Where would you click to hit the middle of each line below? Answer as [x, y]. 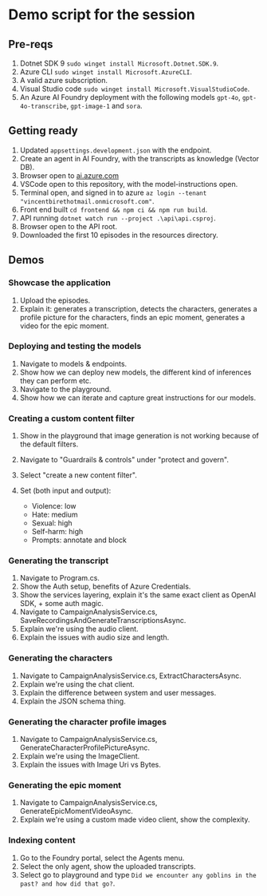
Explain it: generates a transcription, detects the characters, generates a [138, 308]
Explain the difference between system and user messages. [118, 692]
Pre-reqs [31, 44]
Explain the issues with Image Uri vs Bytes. [90, 764]
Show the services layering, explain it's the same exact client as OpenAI [138, 595]
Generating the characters [61, 658]
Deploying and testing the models [75, 347]
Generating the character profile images [88, 722]
